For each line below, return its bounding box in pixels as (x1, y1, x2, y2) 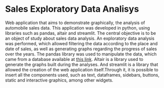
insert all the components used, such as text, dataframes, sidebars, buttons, (5, 72, 160, 78)
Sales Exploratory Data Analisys (5, 3, 139, 15)
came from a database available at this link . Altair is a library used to (5, 56, 144, 62)
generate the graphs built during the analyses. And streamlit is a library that (5, 61, 159, 67)
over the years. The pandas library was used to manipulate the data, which (5, 51, 157, 57)
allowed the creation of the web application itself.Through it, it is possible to (5, 66, 159, 72)
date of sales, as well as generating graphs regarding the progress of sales (5, 46, 157, 52)
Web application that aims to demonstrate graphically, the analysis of (5, 20, 145, 26)
